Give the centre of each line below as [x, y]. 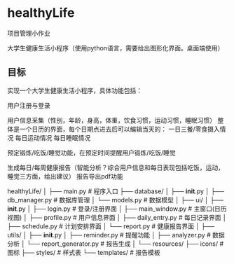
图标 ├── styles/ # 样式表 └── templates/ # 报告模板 [84, 252]
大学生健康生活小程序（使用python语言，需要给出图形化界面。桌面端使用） [116, 48]
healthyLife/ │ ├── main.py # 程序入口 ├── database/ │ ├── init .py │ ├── [116, 191]
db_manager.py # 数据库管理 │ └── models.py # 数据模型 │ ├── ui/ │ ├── [116, 200]
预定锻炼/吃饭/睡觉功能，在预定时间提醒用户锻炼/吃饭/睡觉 [92, 153]
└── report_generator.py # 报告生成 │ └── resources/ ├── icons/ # [125, 244]
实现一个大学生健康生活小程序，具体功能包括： [75, 90]
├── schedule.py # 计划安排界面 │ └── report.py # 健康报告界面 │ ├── [111, 226]
